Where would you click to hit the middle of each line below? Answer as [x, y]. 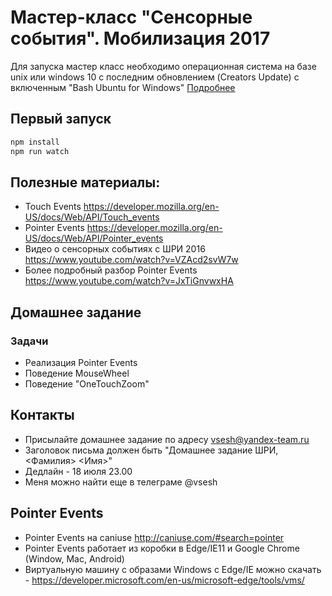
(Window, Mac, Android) [74, 558]
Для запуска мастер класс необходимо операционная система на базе [163, 66]
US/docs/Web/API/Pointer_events [94, 238]
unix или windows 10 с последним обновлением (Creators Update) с [155, 77]
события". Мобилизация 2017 [140, 38]
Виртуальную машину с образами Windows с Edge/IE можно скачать [173, 569]
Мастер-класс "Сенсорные [131, 17]
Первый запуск [61, 119]
